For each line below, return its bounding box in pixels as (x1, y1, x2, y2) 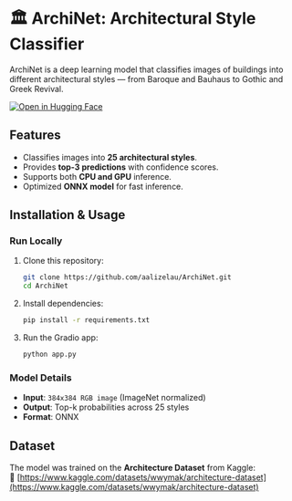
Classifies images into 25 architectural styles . (22, 151, 198, 162)
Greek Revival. (9, 83, 64, 94)
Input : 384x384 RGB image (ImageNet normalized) (22, 392, 207, 403)
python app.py (22, 350, 77, 360)
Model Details (9, 371, 72, 384)
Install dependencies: (22, 298, 104, 309)
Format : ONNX (22, 412, 79, 423)
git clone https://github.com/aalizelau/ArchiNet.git (22, 273, 232, 282)
